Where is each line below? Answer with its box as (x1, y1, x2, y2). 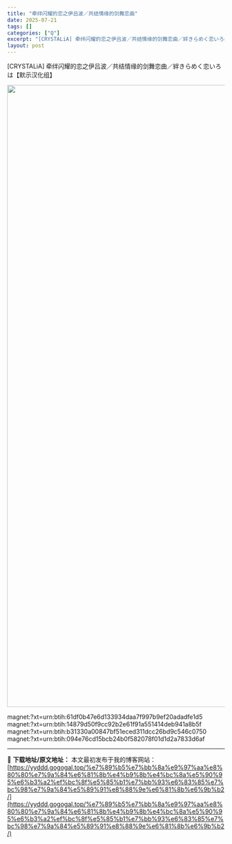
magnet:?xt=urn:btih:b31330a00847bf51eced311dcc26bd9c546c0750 (7, 727, 207, 735)
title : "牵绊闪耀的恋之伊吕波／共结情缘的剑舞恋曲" (7, 10, 138, 17)
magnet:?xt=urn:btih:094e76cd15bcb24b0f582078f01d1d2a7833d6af (7, 735, 205, 743)
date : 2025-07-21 (7, 17, 57, 24)
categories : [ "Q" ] (7, 29, 60, 37)
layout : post (7, 42, 45, 49)
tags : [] (7, 23, 32, 30)
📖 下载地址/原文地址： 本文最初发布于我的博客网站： (7, 756, 157, 764)
